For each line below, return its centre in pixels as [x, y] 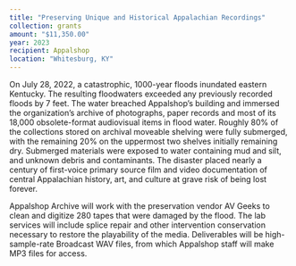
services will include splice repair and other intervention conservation [138, 225]
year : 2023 [30, 42]
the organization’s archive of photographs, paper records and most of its [143, 113]
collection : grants [46, 26]
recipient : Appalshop [50, 51]
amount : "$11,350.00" [50, 34]
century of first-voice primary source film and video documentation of [139, 170]
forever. [24, 189]
